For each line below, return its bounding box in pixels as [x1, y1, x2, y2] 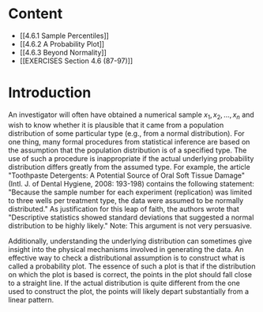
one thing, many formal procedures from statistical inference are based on [8, 137, 250, 146]
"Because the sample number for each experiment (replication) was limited [8, 187, 253, 197]
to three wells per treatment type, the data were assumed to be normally [8, 195, 243, 205]
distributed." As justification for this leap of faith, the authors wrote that [8, 204, 239, 213]
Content [8, 5, 63, 23]
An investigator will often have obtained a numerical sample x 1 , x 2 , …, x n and [8, 110, 254, 121]
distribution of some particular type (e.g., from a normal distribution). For [8, 128, 245, 138]
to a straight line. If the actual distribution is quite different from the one [8, 278, 241, 288]
